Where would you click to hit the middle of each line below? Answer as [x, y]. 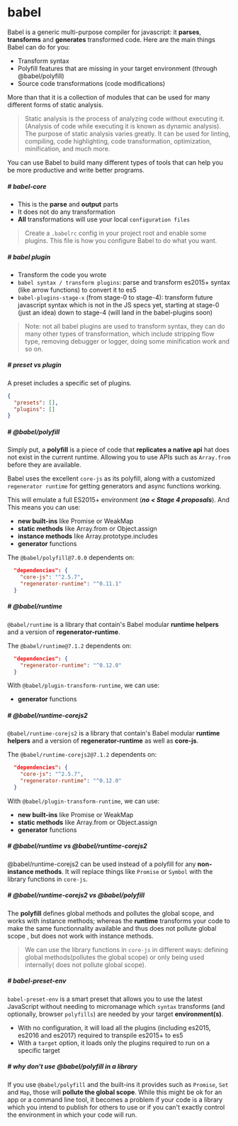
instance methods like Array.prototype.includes [87, 536]
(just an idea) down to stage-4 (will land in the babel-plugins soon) [115, 312]
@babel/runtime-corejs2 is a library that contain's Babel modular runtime [114, 733]
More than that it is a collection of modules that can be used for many [109, 97]
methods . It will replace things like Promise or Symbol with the [124, 871]
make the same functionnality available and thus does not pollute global [112, 928]
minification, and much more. [67, 148]
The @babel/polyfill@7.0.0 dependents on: [71, 557]
